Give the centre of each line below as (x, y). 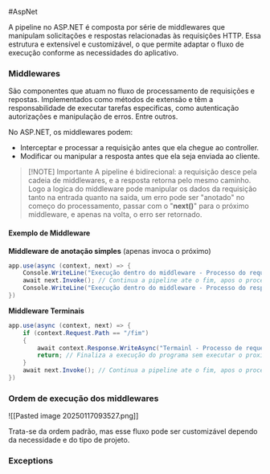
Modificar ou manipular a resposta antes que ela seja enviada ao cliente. (140, 157)
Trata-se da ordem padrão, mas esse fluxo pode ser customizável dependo (133, 431)
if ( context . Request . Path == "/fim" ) (86, 333)
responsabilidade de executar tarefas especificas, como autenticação (124, 108)
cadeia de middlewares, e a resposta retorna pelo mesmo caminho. (139, 181)
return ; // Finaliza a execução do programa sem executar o (140, 355)
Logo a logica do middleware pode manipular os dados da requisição (142, 189)
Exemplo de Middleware (49, 233)
